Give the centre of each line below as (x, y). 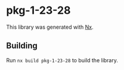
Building (22, 46)
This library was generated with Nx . (50, 27)
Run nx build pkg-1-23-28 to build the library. (62, 60)
